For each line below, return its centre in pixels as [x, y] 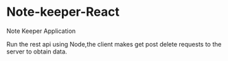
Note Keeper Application [41, 31]
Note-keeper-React [63, 12]
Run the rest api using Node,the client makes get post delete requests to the [114, 44]
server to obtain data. [37, 51]
